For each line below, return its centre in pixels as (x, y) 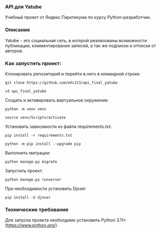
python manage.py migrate (31, 162)
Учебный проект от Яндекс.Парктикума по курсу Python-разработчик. (78, 17)
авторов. (14, 51)
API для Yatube (23, 7)
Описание (18, 30)
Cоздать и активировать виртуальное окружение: (57, 100)
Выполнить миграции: (28, 153)
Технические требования (37, 209)
